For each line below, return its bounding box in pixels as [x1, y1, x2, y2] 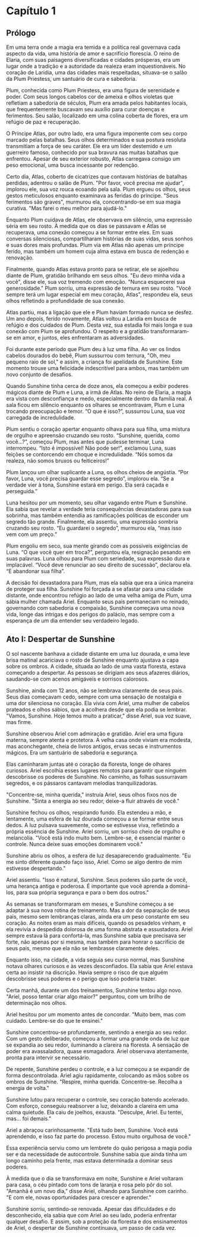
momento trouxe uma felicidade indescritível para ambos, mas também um [6, 365, 189, 371]
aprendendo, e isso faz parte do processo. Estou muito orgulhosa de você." [6, 1132, 191, 1140]
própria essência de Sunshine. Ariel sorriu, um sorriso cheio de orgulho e [6, 828, 185, 835]
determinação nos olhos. [6, 999, 67, 1006]
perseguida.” [6, 488, 37, 494]
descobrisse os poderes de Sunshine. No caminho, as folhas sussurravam [6, 773, 188, 780]
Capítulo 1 [6, 4, 56, 18]
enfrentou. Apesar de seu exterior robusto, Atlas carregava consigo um [6, 155, 181, 162]
